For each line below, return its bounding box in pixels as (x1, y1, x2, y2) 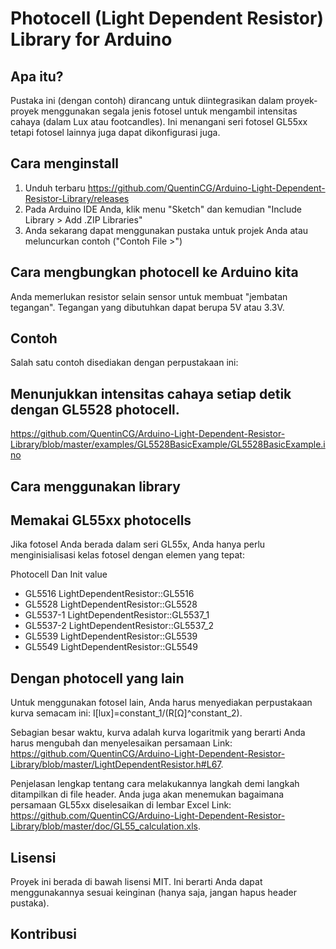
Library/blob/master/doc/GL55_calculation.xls (10, 820, 198, 832)
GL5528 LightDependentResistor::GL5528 (24, 598, 198, 611)
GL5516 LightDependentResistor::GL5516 (24, 588, 195, 600)
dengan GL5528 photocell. (10, 401, 180, 418)
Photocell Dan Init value (10, 568, 108, 581)
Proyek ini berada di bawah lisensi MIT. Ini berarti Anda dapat (10, 876, 263, 888)
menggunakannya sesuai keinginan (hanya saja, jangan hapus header (10, 887, 298, 899)
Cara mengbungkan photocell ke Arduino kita (10, 264, 299, 281)
